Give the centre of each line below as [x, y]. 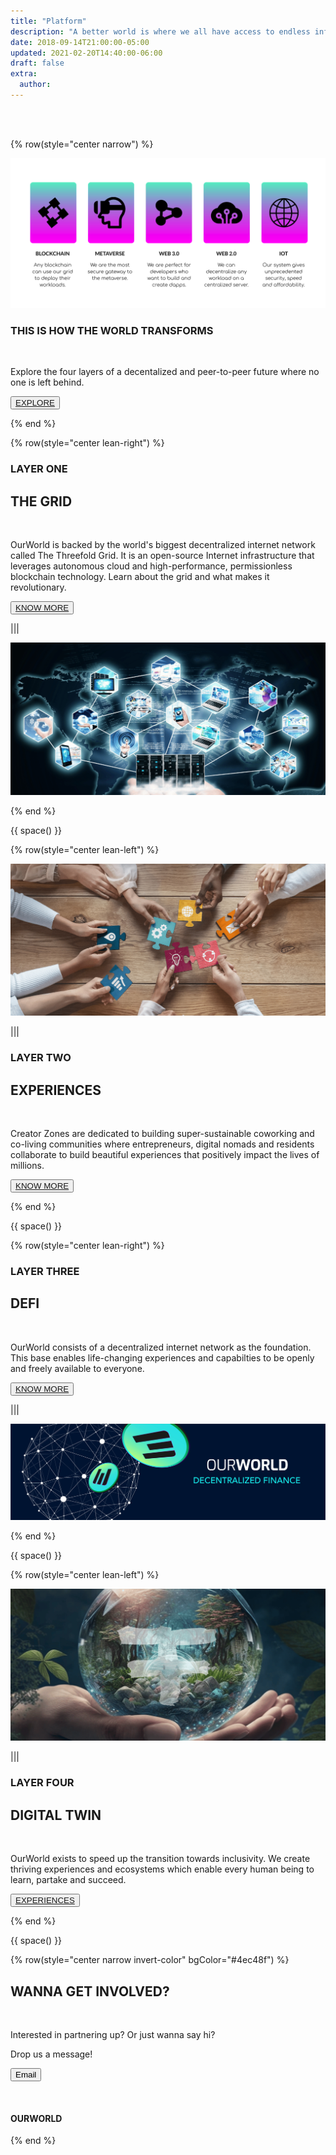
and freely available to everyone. [77, 1368]
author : [35, 85]
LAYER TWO [41, 1058]
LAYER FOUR [42, 1783]
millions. [27, 1166]
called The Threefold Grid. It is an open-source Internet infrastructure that [162, 556]
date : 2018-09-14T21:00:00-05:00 [80, 42]
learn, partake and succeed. [68, 1880]
